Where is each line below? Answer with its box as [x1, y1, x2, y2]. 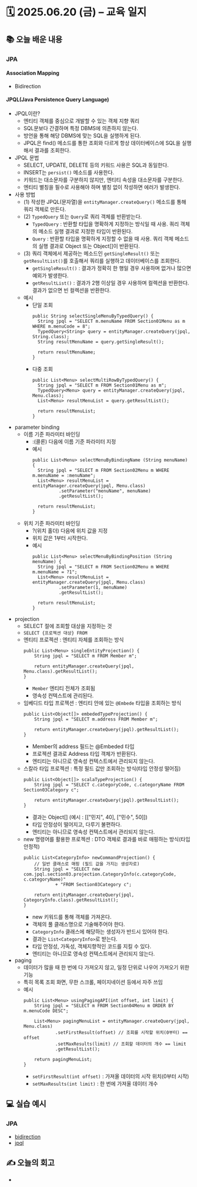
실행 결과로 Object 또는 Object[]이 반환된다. [38, 242, 140, 249]
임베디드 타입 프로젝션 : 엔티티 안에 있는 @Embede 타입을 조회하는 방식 [23, 699, 182, 706]
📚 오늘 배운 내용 [6, 34, 63, 44]
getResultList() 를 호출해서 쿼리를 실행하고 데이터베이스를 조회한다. [23, 257, 181, 264]
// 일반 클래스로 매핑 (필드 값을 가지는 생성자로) [34, 861, 140, 867]
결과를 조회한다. [34, 147, 71, 154]
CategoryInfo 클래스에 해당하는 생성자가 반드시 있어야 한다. [32, 928, 169, 935]
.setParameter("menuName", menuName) [58, 488, 151, 494]
